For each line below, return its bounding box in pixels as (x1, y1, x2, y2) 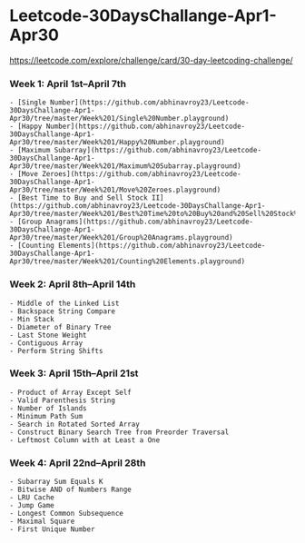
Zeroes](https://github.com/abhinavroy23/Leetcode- (42, 170, 242, 179)
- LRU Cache (9, 493, 54, 502)
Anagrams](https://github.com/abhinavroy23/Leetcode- (45, 217, 254, 227)
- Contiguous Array (9, 338, 84, 348)
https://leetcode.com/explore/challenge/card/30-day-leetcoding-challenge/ (9, 54, 293, 65)
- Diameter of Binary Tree (9, 322, 112, 331)
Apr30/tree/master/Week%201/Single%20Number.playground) (9, 114, 230, 123)
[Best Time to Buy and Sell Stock (17, 193, 148, 202)
